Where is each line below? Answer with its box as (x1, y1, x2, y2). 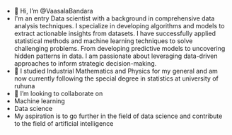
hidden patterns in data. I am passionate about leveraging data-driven (13, 52, 218, 60)
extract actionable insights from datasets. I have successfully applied (13, 29, 216, 37)
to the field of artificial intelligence (13, 119, 114, 127)
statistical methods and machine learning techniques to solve (13, 37, 193, 45)
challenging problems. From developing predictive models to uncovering (13, 45, 226, 52)
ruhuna (13, 82, 35, 90)
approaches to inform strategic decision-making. (13, 59, 157, 67)
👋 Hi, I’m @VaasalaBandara (13, 7, 93, 15)
